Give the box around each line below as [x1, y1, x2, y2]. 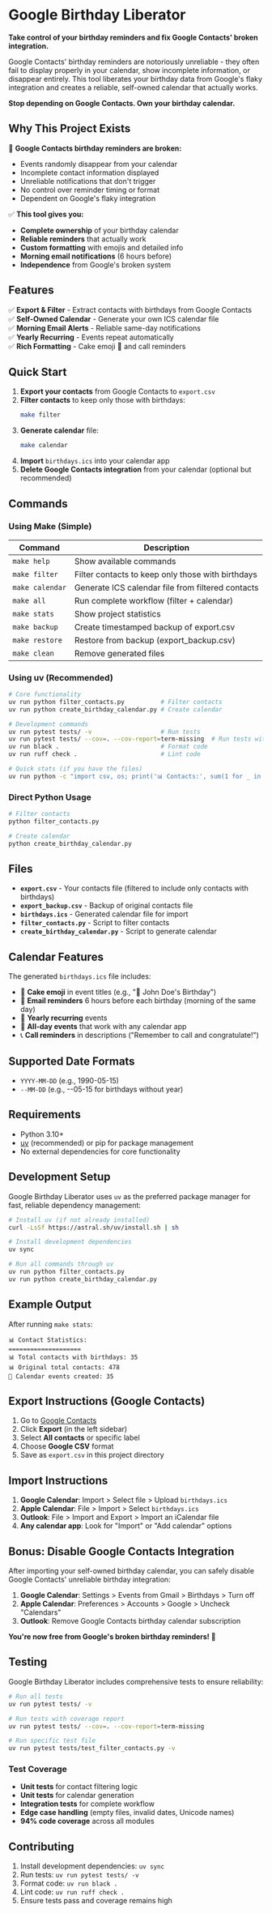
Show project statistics [74, 608, 161, 619]
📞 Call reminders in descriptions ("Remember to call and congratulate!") [19, 1031, 259, 1040]
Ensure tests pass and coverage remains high [19, 1896, 172, 1906]
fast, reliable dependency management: [8, 1200, 142, 1210]
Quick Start [8, 365, 67, 378]
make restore [12, 635, 63, 645]
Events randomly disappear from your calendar [19, 159, 178, 169]
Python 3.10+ [19, 1129, 65, 1139]
